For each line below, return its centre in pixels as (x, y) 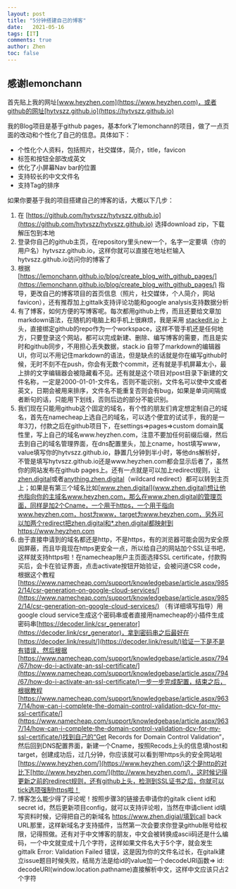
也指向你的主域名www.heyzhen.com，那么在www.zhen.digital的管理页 (120, 496)
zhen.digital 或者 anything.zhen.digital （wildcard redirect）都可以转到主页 (123, 478)
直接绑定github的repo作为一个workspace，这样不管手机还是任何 (124, 329)
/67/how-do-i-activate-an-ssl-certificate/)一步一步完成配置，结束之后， (122, 681)
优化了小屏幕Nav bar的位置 (57, 167)
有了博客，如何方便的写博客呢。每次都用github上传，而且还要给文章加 (119, 311)
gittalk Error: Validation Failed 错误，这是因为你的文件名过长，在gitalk (118, 852)
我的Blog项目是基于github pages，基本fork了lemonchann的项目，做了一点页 (118, 126)
